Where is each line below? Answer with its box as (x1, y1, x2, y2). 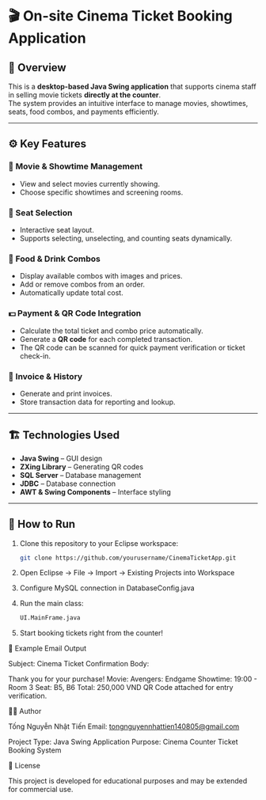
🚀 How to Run (8, 518, 76, 531)
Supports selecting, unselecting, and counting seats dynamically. (19, 233, 233, 243)
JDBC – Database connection (19, 479, 116, 488)
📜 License (8, 761, 41, 771)
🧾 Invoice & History (8, 370, 83, 381)
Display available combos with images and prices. (19, 271, 183, 281)
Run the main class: (19, 599, 85, 609)
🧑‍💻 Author (8, 707, 42, 716)
